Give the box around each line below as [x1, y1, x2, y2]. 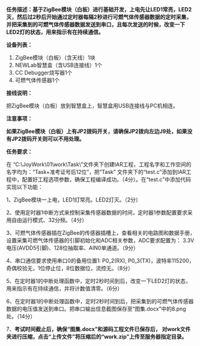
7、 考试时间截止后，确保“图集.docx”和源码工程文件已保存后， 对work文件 [6, 326, 191, 333]
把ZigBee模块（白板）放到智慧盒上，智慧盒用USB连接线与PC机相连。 [6, 102, 178, 109]
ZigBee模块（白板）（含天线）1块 [14, 54, 95, 61]
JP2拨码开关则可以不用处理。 [11, 135, 85, 142]
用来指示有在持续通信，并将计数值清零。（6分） [6, 285, 123, 292]
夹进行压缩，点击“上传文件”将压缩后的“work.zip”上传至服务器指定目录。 [6, 333, 187, 340]
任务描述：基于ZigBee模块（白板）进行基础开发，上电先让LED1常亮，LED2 [6, 6, 192, 13]
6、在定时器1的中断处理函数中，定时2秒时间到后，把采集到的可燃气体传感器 [6, 298, 194, 304]
